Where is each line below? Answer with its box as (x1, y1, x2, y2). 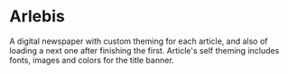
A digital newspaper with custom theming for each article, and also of (9, 36, 268, 46)
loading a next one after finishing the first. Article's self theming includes (9, 45, 280, 55)
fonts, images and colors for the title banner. (9, 54, 174, 65)
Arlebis (9, 6, 65, 27)
